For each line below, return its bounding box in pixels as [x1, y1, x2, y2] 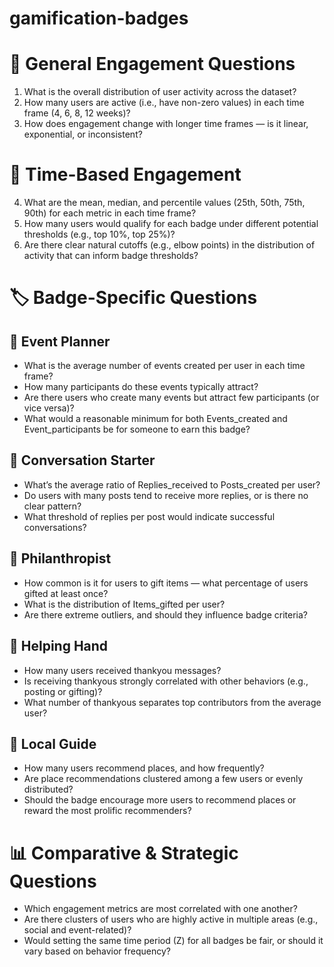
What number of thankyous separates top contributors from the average [23, 696, 322, 708]
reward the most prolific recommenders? [23, 805, 192, 817]
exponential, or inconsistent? [23, 128, 143, 141]
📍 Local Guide [9, 735, 97, 752]
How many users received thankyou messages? [23, 664, 222, 676]
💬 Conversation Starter [9, 452, 156, 469]
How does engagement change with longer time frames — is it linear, [23, 118, 309, 130]
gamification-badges [9, 7, 189, 30]
